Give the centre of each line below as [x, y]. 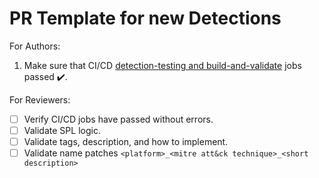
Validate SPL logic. [62, 130]
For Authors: [35, 46]
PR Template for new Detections [145, 18]
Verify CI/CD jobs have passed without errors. [118, 119]
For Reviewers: [40, 99]
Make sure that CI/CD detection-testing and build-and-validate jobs [162, 65]
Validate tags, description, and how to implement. [126, 142]
